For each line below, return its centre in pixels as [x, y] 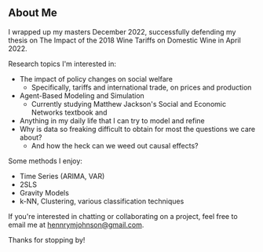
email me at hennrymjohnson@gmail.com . [76, 225]
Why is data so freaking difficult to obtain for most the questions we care [137, 129]
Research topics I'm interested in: [62, 64]
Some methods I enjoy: [45, 161]
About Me [33, 13]
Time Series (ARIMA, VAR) [62, 176]
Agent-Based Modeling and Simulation [82, 95]
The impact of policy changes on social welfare [96, 79]
